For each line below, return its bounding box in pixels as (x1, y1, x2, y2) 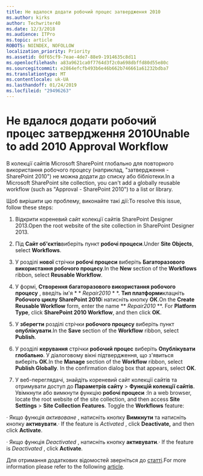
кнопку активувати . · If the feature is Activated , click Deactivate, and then (6, 420, 195, 427)
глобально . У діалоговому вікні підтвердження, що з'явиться (14, 351, 174, 358)
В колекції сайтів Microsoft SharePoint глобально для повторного (6, 159, 174, 167)
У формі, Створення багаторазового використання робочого (14, 283, 176, 290)
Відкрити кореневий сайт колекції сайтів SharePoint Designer (14, 215, 173, 223)
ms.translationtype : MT (6, 71, 66, 77)
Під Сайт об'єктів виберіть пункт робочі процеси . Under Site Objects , (14, 240, 194, 247)
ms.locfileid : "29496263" (6, 88, 71, 94)
